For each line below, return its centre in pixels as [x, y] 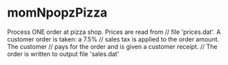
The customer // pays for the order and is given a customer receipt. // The [112, 46]
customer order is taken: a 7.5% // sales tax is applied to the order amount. [113, 39]
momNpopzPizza [57, 13]
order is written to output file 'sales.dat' [63, 54]
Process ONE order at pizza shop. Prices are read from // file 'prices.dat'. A [114, 32]
